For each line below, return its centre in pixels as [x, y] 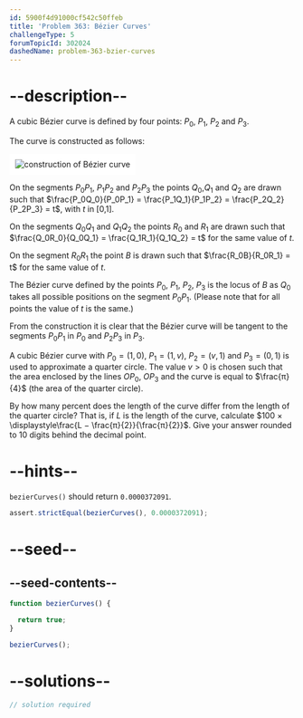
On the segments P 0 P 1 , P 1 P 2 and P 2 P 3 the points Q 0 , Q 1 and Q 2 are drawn [146, 188]
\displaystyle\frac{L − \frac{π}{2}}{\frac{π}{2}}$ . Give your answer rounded [151, 426]
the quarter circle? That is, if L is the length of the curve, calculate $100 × [146, 416]
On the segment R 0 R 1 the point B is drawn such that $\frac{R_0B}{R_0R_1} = [150, 257]
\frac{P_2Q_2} [258, 199]
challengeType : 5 [42, 34]
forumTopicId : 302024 [50, 43]
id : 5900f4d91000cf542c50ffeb [66, 18]
